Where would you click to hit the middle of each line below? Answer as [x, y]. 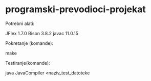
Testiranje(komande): [28, 63]
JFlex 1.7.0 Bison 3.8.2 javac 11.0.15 [42, 33]
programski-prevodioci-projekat [75, 9]
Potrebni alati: [20, 23]
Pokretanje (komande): [29, 43]
